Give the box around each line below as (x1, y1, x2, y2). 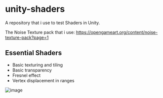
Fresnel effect (12, 72, 41, 78)
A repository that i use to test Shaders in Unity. (5, 20, 100, 26)
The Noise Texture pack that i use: (5, 29, 75, 35)
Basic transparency (12, 67, 52, 73)
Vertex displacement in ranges (12, 77, 75, 83)
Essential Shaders (5, 49, 62, 57)
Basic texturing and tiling (12, 62, 63, 67)
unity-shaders (5, 3, 65, 15)
